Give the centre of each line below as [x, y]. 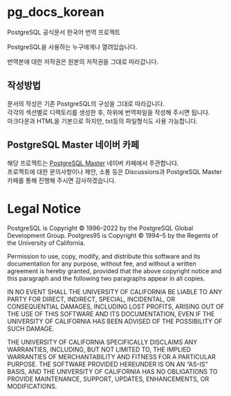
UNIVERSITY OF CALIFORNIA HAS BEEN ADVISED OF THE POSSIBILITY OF [115, 321]
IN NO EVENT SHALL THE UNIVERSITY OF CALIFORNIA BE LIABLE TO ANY [115, 291]
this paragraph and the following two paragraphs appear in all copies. [106, 278]
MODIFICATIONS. [32, 386]
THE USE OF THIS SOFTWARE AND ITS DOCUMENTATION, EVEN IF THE [111, 313]
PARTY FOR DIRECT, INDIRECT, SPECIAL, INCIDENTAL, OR [91, 299]
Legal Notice [44, 208]
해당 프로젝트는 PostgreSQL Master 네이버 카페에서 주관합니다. [93, 163]
